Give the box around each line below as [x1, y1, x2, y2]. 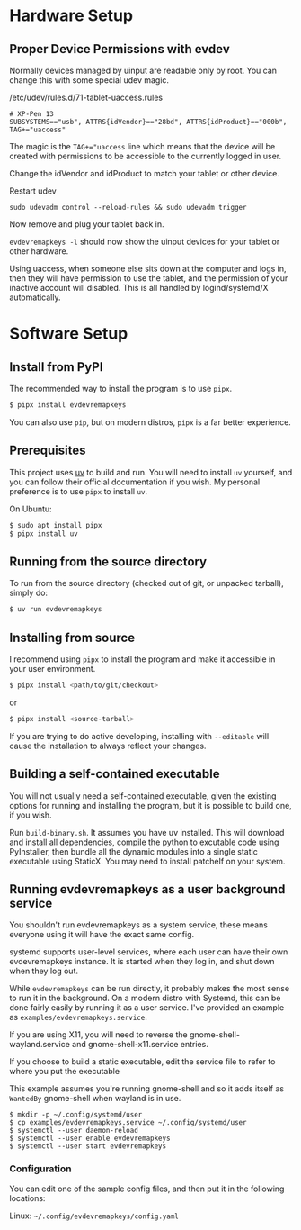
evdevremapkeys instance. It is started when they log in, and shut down [9, 956, 275, 967]
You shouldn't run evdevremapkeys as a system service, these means [9, 919, 268, 930]
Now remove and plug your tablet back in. [9, 219, 164, 230]
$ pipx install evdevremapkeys [9, 401, 127, 410]
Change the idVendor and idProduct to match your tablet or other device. [9, 168, 280, 178]
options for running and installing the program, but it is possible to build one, [9, 800, 292, 810]
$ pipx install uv [9, 529, 78, 538]
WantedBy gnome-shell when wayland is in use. [9, 1093, 181, 1104]
